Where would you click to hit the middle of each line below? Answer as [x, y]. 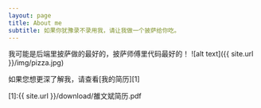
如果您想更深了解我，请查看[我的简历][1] [74, 79]
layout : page [30, 15]
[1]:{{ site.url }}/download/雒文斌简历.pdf [75, 96]
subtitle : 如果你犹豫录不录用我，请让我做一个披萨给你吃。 [94, 30]
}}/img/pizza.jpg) [36, 63]
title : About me [35, 23]
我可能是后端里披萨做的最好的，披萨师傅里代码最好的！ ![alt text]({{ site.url [131, 54]
